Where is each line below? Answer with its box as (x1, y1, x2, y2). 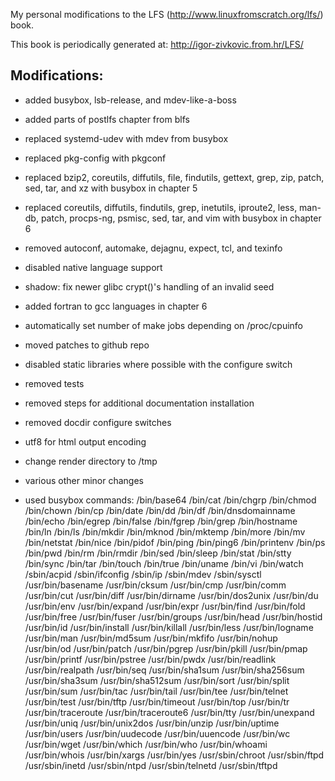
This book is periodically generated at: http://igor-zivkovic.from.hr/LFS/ (10, 39, 304, 50)
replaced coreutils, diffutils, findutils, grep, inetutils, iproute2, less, (24, 201, 298, 213)
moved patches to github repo (24, 339, 150, 351)
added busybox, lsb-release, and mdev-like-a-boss (24, 94, 237, 106)
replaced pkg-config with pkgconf (24, 152, 167, 164)
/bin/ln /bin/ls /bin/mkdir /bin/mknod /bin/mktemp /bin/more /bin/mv (24, 525, 306, 538)
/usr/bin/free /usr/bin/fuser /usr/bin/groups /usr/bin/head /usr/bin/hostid (24, 610, 323, 623)
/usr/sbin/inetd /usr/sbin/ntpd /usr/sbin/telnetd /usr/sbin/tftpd (24, 759, 278, 771)
